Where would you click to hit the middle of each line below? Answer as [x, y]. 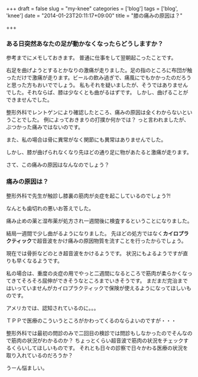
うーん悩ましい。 [27, 368]
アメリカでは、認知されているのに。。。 [53, 308]
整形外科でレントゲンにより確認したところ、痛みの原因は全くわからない [94, 112]
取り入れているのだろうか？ [40, 355]
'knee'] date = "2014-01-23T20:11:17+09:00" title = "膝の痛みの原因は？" [95, 15]
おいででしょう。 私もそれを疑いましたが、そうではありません [112, 85]
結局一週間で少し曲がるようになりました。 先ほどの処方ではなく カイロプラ [98, 233]
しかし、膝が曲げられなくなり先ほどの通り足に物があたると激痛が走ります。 [99, 152]
